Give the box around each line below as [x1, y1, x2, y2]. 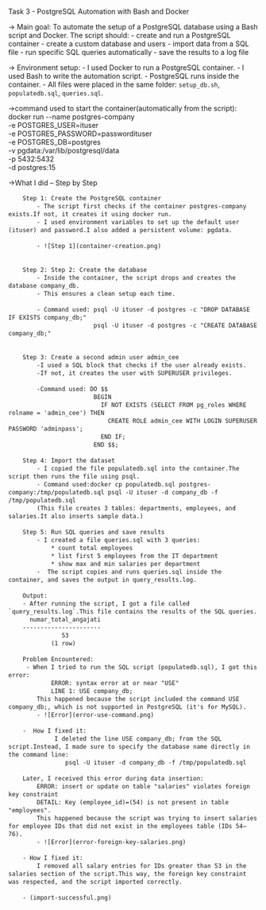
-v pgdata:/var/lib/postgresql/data [8, 146, 120, 155]
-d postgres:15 [8, 163, 56, 172]
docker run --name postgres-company [8, 112, 135, 122]
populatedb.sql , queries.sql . [8, 88, 104, 98]
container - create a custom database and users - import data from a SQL [8, 39, 250, 48]
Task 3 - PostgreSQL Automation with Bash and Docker [8, 7, 189, 16]
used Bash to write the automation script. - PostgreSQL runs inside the [8, 72, 240, 80]
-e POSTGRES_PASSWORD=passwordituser [8, 129, 152, 138]
